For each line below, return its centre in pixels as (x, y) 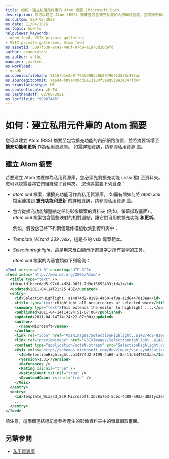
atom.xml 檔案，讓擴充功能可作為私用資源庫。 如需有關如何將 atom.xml (87, 194)
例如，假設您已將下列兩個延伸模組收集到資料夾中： (65, 228)
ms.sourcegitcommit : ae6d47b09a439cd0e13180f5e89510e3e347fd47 (73, 80)
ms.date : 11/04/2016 (27, 24)
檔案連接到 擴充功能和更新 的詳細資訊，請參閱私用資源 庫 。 (74, 200)
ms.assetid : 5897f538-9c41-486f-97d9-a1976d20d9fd (59, 47)
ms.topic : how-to (23, 29)
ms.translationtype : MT (30, 85)
